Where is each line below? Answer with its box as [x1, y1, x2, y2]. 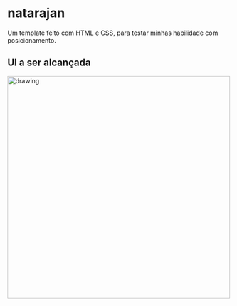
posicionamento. [7, 36, 57, 44]
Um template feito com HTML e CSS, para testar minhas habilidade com [7, 28, 218, 37]
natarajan [7, 5, 65, 21]
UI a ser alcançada [7, 57, 91, 69]
